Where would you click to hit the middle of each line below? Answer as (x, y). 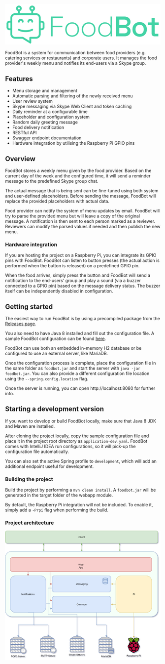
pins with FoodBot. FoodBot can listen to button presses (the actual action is (82, 260)
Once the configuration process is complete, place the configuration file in (81, 363)
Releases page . (21, 324)
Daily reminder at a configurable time (50, 112)
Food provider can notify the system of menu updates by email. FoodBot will (82, 210)
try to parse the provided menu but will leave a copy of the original (73, 216)
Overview (20, 159)
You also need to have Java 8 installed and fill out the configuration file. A (80, 333)
